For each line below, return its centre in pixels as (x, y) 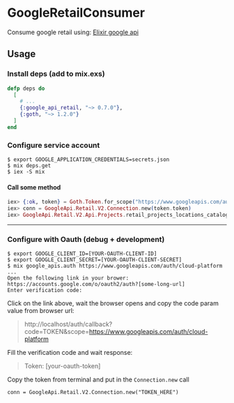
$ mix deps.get (29, 166)
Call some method (34, 187)
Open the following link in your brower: (68, 278)
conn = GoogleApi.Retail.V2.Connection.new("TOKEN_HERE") (93, 393)
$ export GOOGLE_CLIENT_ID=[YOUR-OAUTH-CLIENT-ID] (82, 254)
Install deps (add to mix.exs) (56, 74)
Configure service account (54, 145)
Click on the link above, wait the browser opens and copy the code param (113, 303)
